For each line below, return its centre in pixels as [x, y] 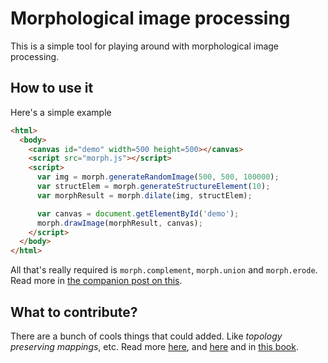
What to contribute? [74, 312]
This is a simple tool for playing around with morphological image [145, 46]
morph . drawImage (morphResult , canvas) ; [119, 223]
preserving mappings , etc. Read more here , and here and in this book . [154, 346]
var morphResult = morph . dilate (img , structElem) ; [144, 195]
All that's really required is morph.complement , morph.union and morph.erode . [164, 270]
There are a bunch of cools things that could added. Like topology [146, 336]
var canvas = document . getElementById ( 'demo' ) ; [138, 213]
